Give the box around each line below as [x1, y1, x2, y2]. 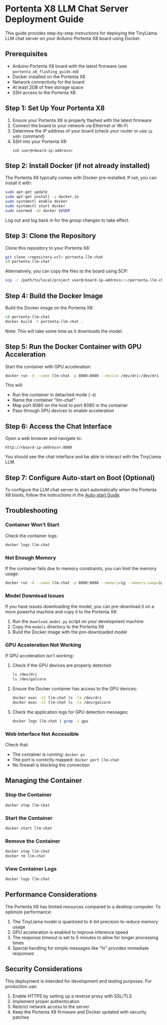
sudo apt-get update [5, 190, 48, 195]
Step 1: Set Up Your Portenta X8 [5, 104, 105, 113]
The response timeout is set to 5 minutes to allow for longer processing [12, 934, 159, 940]
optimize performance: [5, 909, 52, 915]
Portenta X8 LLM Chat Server [5, 3, 129, 14]
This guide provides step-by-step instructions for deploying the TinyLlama [5, 30, 158, 36]
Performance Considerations [5, 890, 97, 899]
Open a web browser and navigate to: [5, 436, 82, 441]
